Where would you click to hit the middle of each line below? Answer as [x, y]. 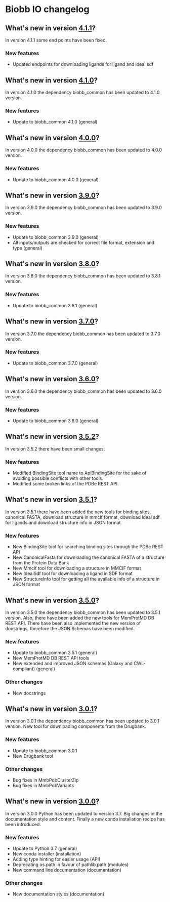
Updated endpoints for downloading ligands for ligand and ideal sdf [83, 64]
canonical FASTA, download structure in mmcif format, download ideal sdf [83, 517]
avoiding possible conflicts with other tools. [58, 478]
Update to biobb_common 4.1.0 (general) [55, 122]
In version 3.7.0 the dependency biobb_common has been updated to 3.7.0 [83, 334]
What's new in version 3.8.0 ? [52, 264]
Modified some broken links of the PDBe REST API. [66, 484]
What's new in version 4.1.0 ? [51, 80]
